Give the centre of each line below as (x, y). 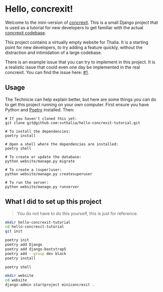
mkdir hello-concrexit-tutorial (38, 222)
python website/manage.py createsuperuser (49, 174)
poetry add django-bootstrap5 (36, 249)
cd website (16, 280)
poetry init (17, 240)
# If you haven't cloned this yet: (41, 119)
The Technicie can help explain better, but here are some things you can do (81, 99)
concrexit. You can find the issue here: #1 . (47, 72)
